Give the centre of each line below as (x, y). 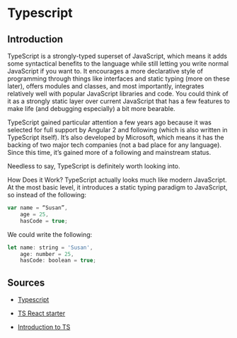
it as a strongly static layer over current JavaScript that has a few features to (118, 101)
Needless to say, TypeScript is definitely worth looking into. (94, 166)
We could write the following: (50, 234)
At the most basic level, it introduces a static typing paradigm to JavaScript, (117, 187)
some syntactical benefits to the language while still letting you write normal (118, 64)
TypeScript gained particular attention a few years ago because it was (110, 122)
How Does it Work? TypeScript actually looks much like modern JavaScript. (117, 180)
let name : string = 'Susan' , (50, 247)
